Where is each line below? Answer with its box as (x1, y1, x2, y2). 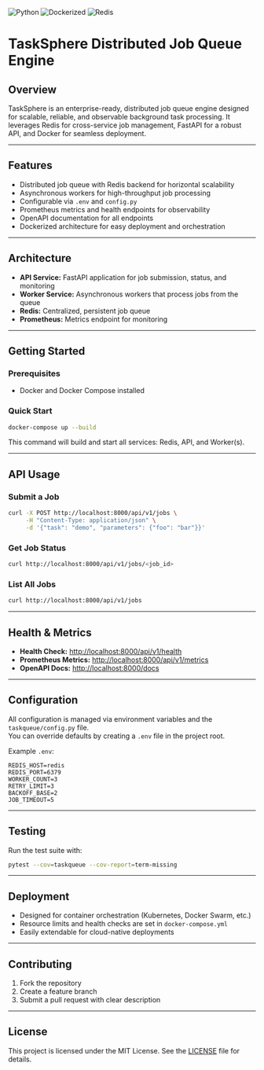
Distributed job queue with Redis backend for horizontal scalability (19, 179, 235, 189)
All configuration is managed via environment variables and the (8, 714, 213, 723)
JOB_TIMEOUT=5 (8, 796, 55, 803)
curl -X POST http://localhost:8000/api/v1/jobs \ (8, 509, 178, 517)
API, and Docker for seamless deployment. (8, 129, 147, 138)
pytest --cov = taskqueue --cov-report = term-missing (8, 861, 178, 869)
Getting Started (8, 344, 86, 358)
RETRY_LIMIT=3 (8, 782, 55, 790)
